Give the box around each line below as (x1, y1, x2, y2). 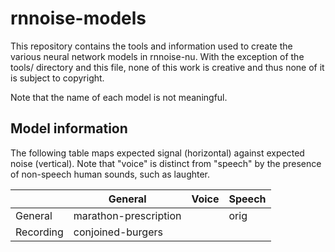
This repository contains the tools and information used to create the (10, 40, 293, 52)
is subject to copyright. (10, 72, 105, 84)
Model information (10, 120, 128, 137)
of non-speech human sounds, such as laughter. (10, 168, 211, 180)
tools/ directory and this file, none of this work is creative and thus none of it (10, 61, 325, 73)
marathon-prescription (73, 208, 182, 222)
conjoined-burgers (73, 225, 163, 239)
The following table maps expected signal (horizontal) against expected (10, 147, 305, 159)
